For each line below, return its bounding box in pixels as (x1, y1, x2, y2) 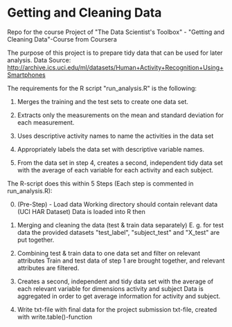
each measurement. (17, 118, 75, 126)
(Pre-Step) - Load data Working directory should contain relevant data (17, 200, 218, 209)
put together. (17, 236, 55, 244)
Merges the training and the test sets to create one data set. (17, 97, 188, 105)
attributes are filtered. (17, 263, 80, 272)
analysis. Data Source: (7, 55, 71, 64)
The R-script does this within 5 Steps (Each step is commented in (7, 179, 194, 188)
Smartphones (7, 71, 46, 79)
